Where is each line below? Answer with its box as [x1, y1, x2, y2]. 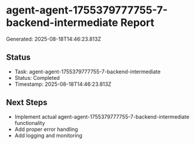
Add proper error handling [14, 126, 78, 133]
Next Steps [6, 97, 48, 107]
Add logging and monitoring [14, 131, 83, 139]
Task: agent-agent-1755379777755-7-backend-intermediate [14, 68, 161, 75]
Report [120, 16, 154, 29]
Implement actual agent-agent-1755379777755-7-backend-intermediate [14, 113, 190, 120]
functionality [14, 119, 45, 126]
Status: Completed [14, 74, 60, 81]
